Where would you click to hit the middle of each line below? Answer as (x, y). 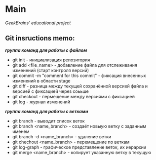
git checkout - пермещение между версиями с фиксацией (73, 96)
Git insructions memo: (40, 38)
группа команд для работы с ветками (47, 111)
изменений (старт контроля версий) (51, 70)
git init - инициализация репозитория (51, 60)
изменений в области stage (41, 80)
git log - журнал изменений (41, 102)
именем (21, 131)
